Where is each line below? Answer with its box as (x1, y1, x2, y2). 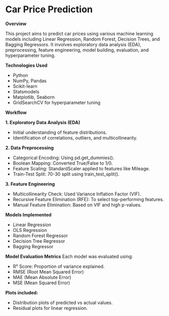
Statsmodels (12, 88, 40, 94)
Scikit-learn (12, 83, 37, 89)
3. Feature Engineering (5, 181, 55, 187)
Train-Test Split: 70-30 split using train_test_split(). (12, 171, 120, 177)
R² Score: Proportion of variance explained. (12, 263, 105, 269)
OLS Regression (12, 227, 47, 233)
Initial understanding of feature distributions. (12, 129, 107, 135)
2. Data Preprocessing (5, 145, 54, 151)
